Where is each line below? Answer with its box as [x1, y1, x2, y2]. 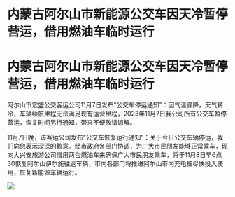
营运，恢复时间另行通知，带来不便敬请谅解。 [7, 118, 136, 127]
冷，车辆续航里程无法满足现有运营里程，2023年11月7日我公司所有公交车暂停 [7, 109, 227, 118]
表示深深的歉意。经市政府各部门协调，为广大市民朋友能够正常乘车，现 [25, 142, 228, 151]
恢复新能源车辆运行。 [19, 168, 81, 177]
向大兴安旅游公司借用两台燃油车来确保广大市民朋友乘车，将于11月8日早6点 [7, 151, 222, 159]
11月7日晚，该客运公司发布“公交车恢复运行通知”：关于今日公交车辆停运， [7, 133, 218, 142]
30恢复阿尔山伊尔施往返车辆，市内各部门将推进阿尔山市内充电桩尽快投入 [7, 159, 218, 168]
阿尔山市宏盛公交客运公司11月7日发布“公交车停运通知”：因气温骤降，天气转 [7, 101, 224, 109]
